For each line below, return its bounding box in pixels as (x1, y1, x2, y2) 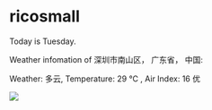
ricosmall (9, 6, 81, 27)
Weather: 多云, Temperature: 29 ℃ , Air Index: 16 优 (9, 73, 200, 84)
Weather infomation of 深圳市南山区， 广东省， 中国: (9, 54, 204, 64)
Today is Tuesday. (9, 36, 76, 47)
